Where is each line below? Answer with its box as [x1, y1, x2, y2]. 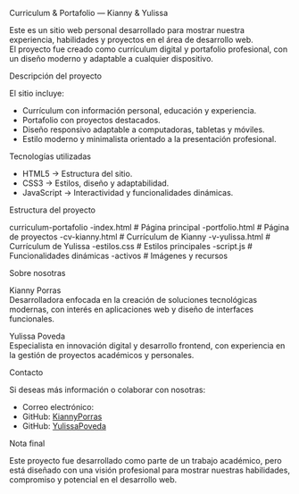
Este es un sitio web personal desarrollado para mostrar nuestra [9, 25, 245, 35]
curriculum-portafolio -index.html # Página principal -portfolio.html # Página [9, 222, 290, 232]
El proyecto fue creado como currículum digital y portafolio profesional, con [9, 44, 288, 54]
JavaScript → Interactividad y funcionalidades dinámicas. [21, 188, 234, 197]
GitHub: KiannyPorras [21, 411, 103, 422]
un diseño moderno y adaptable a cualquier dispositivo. [9, 54, 214, 63]
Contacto [9, 367, 44, 378]
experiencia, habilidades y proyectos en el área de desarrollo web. [9, 35, 254, 45]
